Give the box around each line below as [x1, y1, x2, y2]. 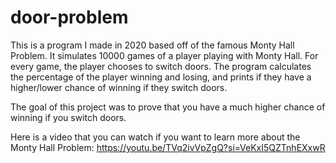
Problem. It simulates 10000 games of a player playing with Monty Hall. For [10, 49, 319, 61]
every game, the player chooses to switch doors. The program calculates [10, 60, 312, 72]
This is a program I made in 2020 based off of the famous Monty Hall [10, 39, 295, 51]
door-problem [10, 6, 129, 29]
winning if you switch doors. [10, 111, 127, 123]
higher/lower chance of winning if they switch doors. [10, 81, 228, 93]
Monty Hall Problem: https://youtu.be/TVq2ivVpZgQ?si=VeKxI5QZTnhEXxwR [10, 141, 326, 153]
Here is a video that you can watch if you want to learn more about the [10, 131, 301, 143]
